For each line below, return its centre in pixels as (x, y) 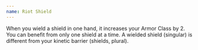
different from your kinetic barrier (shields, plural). (67, 41)
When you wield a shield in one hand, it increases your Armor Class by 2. (96, 28)
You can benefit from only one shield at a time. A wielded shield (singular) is (99, 34)
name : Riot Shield (29, 11)
